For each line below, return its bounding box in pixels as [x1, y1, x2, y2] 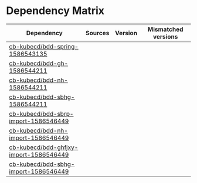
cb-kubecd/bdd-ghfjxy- [9, 143, 79, 151]
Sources [85, 29, 110, 37]
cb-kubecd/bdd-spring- [9, 42, 79, 50]
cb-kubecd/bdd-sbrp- [9, 109, 74, 118]
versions [152, 32, 178, 40]
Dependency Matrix [6, 4, 104, 18]
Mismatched [147, 25, 184, 33]
